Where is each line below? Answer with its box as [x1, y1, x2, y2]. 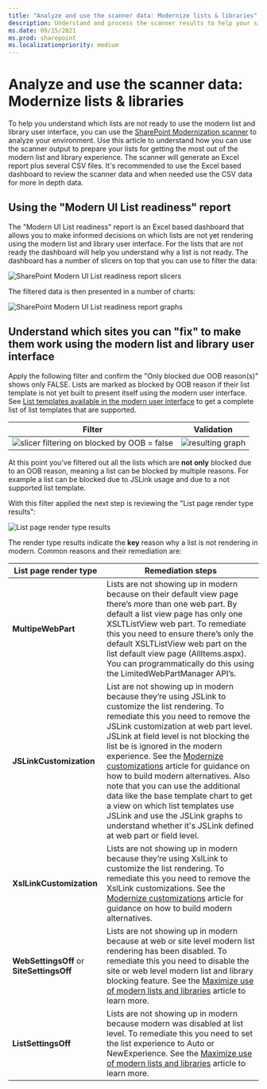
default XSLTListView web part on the [106, 638, 247, 649]
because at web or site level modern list [106, 935, 255, 947]
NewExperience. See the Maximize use [106, 1048, 253, 1059]
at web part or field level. [106, 830, 199, 841]
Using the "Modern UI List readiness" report [8, 200, 231, 215]
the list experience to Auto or [106, 1037, 215, 1048]
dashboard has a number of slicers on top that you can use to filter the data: [8, 255, 258, 265]
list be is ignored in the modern [106, 741, 222, 752]
